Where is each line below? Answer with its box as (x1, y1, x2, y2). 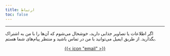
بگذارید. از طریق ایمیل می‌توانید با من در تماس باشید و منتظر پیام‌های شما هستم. (5, 35, 156, 41)
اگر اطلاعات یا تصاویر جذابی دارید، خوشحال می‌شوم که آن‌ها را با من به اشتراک (5, 30, 153, 36)
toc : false (5, 12, 28, 17)
